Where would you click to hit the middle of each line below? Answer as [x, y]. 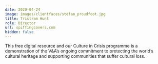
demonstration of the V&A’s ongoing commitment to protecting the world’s [79, 51]
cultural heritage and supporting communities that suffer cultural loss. [75, 56]
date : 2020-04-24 [23, 9]
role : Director [20, 23]
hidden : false [20, 32]
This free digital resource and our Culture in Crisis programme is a [71, 46]
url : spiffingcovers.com [30, 28]
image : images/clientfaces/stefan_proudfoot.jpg [55, 14]
